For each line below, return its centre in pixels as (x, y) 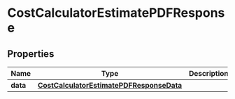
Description (208, 73)
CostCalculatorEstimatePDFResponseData (110, 85)
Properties (31, 54)
